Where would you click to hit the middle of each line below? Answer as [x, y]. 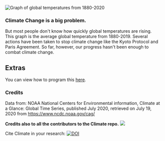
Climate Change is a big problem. [46, 20]
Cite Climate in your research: [35, 134]
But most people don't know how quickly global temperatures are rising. [79, 31]
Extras [15, 68]
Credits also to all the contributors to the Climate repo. [62, 124]
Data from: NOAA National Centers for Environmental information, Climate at [83, 103]
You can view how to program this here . [46, 80]
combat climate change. [30, 52]
